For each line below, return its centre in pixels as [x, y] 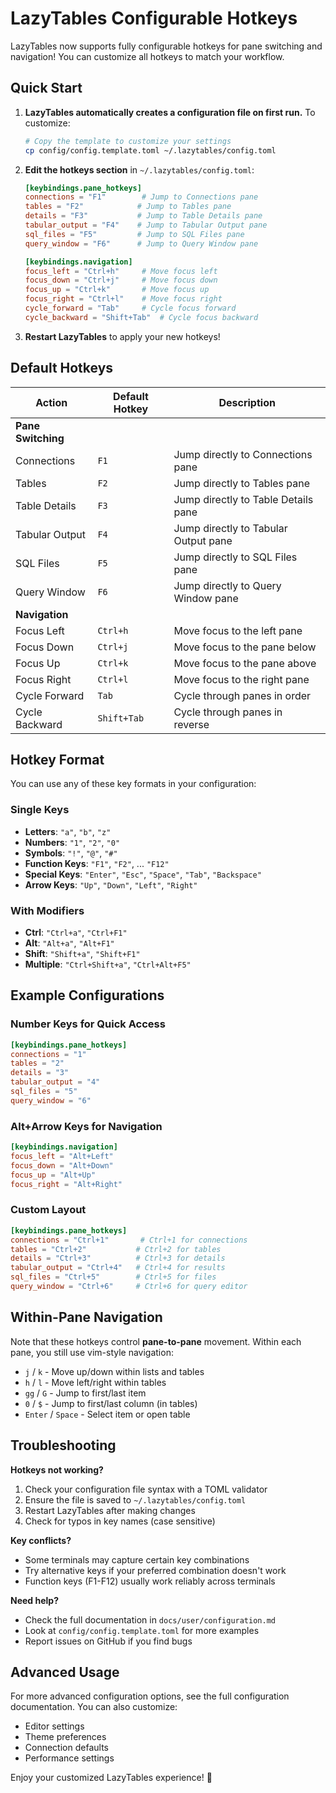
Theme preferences [65, 1737]
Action [51, 402]
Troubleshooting [63, 1445]
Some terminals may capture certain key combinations [137, 1559]
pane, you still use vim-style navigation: [92, 1352]
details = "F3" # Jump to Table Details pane [143, 216]
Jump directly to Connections [243, 454]
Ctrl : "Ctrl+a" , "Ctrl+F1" [76, 932]
